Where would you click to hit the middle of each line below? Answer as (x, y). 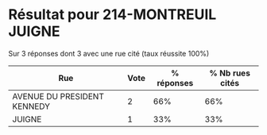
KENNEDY (31, 106)
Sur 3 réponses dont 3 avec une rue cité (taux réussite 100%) (109, 53)
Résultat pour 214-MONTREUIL (112, 15)
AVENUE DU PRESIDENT (58, 96)
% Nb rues (230, 73)
